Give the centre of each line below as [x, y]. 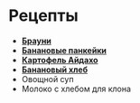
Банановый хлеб [54, 70]
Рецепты [43, 16]
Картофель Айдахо [60, 60]
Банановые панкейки [64, 50]
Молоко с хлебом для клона [76, 89]
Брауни [36, 41]
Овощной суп [47, 79]
